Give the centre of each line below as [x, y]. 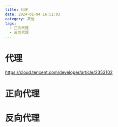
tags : [11, 23]
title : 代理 [16, 10]
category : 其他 [20, 19]
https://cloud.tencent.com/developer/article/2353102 [59, 72]
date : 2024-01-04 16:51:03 [33, 14]
